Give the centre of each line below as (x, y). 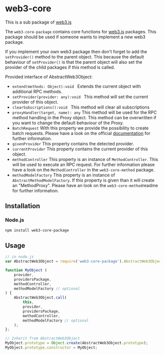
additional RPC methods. (37, 91)
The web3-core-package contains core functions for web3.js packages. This (81, 31)
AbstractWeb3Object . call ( (41, 298)
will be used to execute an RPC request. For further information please (83, 164)
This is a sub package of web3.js (39, 22)
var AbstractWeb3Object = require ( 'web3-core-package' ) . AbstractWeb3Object (84, 261)
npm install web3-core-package (37, 230)
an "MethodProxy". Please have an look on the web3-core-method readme (85, 185)
